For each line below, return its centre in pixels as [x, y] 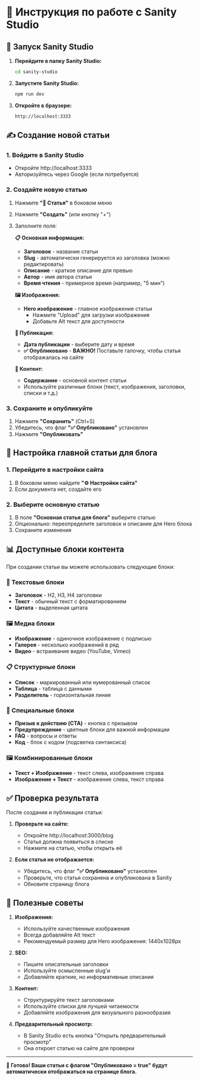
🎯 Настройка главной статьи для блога [82, 453]
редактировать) [44, 264]
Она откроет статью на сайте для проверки [79, 1048]
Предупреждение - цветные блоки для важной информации [92, 730]
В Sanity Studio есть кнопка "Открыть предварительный [94, 1035]
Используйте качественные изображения [77, 928]
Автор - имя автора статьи [58, 276]
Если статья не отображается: [54, 860]
